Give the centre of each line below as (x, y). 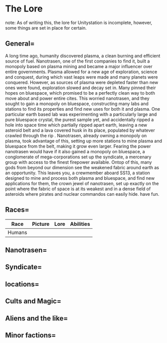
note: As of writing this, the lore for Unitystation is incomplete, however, (79, 23)
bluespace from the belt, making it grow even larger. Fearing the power (78, 146)
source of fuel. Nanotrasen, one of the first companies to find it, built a (78, 61)
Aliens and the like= (37, 318)
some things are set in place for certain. (46, 28)
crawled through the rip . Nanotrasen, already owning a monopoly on (76, 135)
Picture (41, 224)
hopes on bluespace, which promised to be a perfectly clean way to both (80, 93)
